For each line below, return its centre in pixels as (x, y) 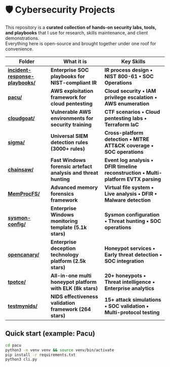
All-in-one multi (71, 276)
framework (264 (71, 309)
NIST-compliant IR (74, 83)
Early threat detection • (133, 254)
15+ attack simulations (133, 299)
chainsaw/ (21, 170)
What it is (75, 61)
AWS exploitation (72, 91)
